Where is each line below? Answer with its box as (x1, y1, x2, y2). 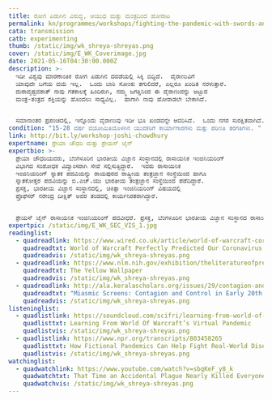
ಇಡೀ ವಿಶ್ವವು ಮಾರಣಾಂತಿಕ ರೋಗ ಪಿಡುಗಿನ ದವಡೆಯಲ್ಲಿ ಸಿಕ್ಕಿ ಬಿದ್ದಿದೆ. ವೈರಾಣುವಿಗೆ (15, 72, 195, 80)
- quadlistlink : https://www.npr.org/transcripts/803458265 (15, 334, 223, 342)
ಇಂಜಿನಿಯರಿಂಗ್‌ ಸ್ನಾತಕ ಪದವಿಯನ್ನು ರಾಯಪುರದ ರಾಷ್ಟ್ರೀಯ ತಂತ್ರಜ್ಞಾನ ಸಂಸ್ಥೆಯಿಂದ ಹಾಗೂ (15, 170, 206, 178)
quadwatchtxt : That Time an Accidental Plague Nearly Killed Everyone (23, 372, 266, 381)
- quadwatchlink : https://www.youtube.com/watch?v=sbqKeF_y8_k (15, 364, 233, 373)
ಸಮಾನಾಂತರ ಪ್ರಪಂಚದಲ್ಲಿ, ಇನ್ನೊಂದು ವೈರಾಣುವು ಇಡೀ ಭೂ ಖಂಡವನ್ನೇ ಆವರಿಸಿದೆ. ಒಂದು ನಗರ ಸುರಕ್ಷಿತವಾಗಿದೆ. (15, 117, 266, 125)
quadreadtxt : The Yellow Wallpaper (23, 267, 143, 275)
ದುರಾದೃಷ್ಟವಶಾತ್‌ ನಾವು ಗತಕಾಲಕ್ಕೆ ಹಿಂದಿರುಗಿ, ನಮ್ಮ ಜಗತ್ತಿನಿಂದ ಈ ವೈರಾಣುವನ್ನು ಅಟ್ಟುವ (15, 87, 208, 96)
